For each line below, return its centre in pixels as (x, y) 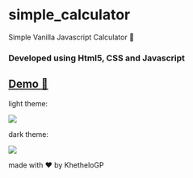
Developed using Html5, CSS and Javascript (97, 58)
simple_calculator (69, 15)
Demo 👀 (28, 84)
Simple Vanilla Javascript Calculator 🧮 (71, 37)
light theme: (28, 103)
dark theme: (29, 134)
